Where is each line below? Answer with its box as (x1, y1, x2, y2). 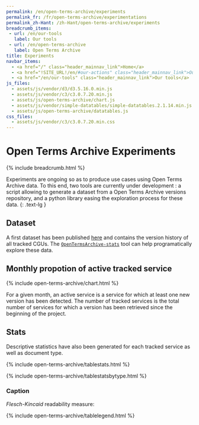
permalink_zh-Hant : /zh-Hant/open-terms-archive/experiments (6, 20, 161, 26)
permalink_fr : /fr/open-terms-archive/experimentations (6, 14, 147, 20)
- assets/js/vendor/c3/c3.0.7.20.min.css (11, 119, 115, 125)
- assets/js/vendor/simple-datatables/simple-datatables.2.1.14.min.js (11, 102, 192, 109)
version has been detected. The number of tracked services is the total (6, 297, 179, 305)
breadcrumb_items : (6, 25, 52, 31)
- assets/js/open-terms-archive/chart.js (11, 97, 115, 103)
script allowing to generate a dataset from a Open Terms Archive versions (6, 188, 187, 196)
